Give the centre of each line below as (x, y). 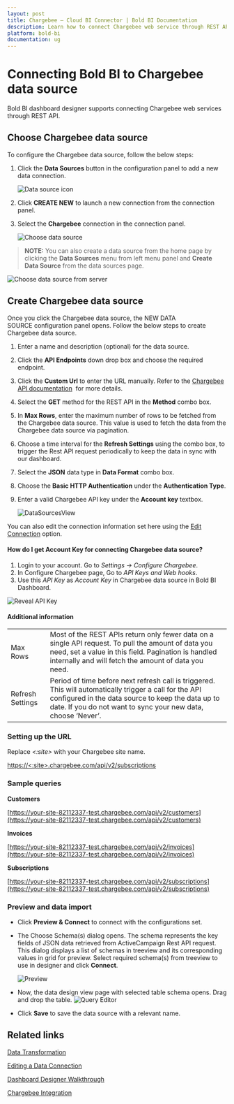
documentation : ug (34, 40)
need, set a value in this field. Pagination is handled (133, 652)
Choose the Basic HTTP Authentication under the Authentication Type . (122, 486)
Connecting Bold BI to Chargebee (106, 74)
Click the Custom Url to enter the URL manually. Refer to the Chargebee (120, 381)
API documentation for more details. (70, 388)
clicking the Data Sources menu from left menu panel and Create (118, 258)
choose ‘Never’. (76, 716)
